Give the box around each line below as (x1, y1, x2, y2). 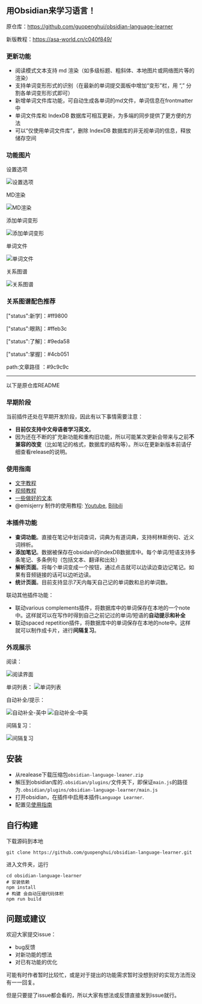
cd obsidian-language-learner (6, 872, 82, 879)
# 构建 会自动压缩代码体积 (6, 890, 64, 897)
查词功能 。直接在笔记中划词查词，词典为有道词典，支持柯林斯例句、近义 (14, 533, 194, 540)
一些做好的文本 (14, 495, 52, 502)
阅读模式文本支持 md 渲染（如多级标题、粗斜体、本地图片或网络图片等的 (14, 67, 195, 74)
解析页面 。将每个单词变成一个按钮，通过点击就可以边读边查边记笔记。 (14, 563, 189, 571)
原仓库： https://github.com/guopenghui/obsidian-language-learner (6, 23, 173, 30)
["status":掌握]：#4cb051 (6, 350, 69, 358)
